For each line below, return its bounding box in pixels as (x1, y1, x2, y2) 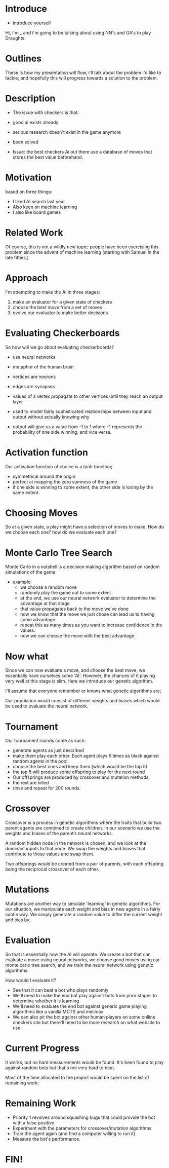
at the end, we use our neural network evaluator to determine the (20, 595, 156, 601)
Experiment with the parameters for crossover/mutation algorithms (12, 1125, 152, 1131)
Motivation (5, 172, 52, 183)
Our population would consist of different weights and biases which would (5, 698, 160, 704)
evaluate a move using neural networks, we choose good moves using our (5, 957, 160, 963)
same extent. (12, 489, 40, 496)
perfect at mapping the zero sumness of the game (12, 478, 117, 484)
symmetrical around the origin (12, 473, 76, 479)
